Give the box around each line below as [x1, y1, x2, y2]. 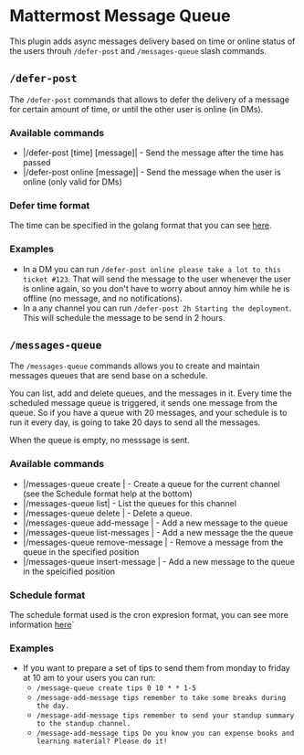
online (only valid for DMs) [22, 176, 123, 187]
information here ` [9, 619, 75, 631]
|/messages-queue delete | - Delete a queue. [22, 507, 193, 518]
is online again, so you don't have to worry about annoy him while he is [22, 282, 290, 293]
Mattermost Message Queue [9, 5, 231, 27]
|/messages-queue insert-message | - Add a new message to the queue [22, 556, 295, 567]
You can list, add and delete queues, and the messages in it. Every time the [9, 388, 292, 399]
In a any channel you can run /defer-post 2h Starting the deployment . [22, 303, 292, 314]
